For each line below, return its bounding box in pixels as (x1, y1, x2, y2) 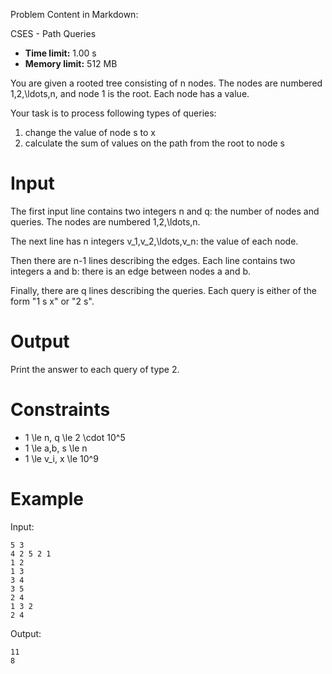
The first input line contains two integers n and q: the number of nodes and (10, 205, 320, 217)
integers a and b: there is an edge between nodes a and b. (10, 265, 251, 277)
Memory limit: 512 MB (24, 58, 118, 69)
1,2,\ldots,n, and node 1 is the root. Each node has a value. (10, 88, 250, 99)
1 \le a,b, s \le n (24, 442, 88, 454)
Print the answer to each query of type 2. (10, 363, 180, 375)
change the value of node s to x (24, 127, 156, 138)
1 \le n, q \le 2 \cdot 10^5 (24, 431, 126, 443)
